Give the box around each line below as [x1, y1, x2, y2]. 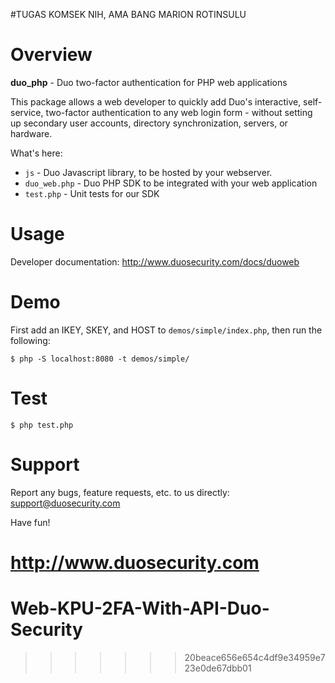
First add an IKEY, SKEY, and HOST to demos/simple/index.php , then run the [10, 324, 323, 336]
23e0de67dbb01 [184, 662, 252, 674]
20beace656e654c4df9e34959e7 [184, 651, 326, 663]
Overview [10, 44, 93, 66]
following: [10, 334, 51, 346]
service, [10, 106, 44, 118]
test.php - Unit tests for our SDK [24, 187, 160, 199]
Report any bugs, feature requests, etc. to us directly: [10, 486, 230, 498]
